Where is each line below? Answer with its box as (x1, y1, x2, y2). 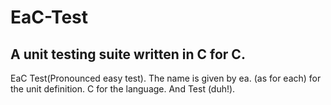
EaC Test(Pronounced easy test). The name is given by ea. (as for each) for (10, 72, 322, 84)
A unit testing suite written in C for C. (10, 46, 246, 63)
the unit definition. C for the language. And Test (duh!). (10, 83, 236, 95)
